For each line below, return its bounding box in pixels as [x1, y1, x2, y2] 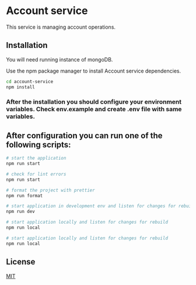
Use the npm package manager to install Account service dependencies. [6, 67, 181, 74]
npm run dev [6, 209, 35, 215]
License [6, 257, 36, 267]
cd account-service [6, 78, 54, 84]
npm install [6, 84, 35, 90]
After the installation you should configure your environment [6, 98, 182, 106]
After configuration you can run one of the [6, 131, 163, 140]
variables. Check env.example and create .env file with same [6, 105, 182, 114]
